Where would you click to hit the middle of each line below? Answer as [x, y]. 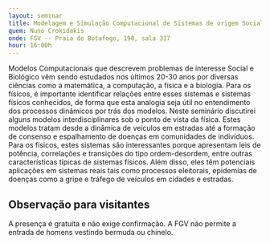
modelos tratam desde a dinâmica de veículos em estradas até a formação [132, 128]
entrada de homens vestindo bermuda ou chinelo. [91, 232]
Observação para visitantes [79, 204]
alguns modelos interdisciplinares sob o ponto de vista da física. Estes [125, 119]
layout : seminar [35, 16]
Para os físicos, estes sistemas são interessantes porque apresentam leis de [135, 145]
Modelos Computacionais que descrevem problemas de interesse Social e [131, 68]
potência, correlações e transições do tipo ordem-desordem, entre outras [131, 154]
